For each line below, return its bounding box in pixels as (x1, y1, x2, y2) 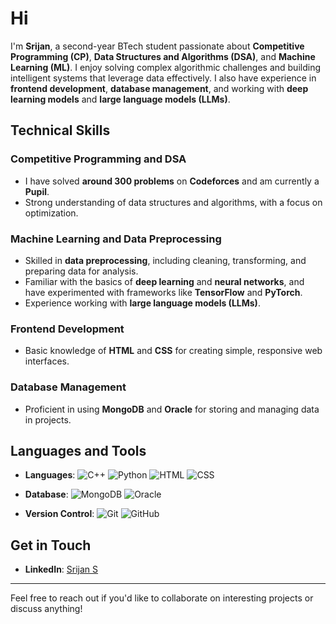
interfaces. (24, 355, 70, 367)
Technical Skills (10, 122, 111, 139)
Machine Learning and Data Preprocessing (10, 232, 222, 246)
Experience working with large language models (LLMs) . (24, 297, 261, 309)
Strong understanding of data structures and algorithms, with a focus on (24, 196, 323, 208)
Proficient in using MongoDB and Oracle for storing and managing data (24, 403, 320, 415)
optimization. (24, 207, 79, 219)
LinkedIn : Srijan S (24, 563, 99, 576)
